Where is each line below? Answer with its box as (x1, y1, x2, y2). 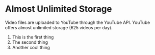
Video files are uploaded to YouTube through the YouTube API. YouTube (5, 19, 150, 25)
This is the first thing (12, 34, 54, 40)
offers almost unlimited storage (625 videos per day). (5, 24, 113, 30)
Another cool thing (12, 44, 50, 50)
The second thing (12, 39, 48, 45)
